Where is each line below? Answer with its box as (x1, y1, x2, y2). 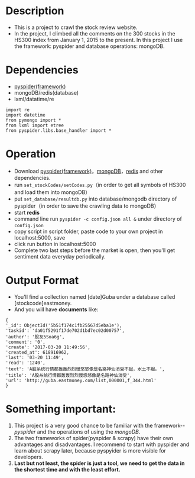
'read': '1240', (5, 360, 45, 366)
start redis (14, 209, 40, 216)
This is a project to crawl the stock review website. (14, 24, 138, 31)
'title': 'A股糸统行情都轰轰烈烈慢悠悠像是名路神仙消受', (5, 372, 132, 378)
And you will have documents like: (14, 306, 99, 313)
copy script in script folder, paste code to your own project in (14, 228, 163, 235)
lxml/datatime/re (14, 95, 54, 102)
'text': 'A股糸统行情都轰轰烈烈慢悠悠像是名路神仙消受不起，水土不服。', (5, 366, 165, 372)
